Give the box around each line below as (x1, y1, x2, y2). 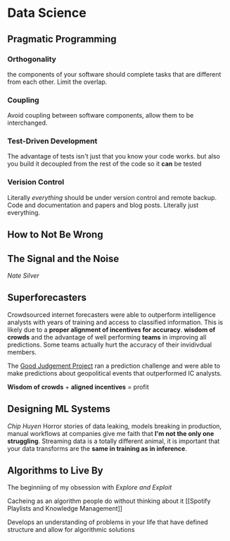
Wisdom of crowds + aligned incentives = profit (7, 383, 149, 391)
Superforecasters (7, 292, 87, 304)
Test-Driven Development (7, 136, 98, 146)
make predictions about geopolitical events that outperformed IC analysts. (7, 368, 222, 378)
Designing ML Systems (7, 403, 110, 415)
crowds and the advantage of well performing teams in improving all (7, 332, 207, 341)
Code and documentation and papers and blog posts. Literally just (7, 201, 199, 209)
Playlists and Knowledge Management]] (7, 504, 123, 513)
